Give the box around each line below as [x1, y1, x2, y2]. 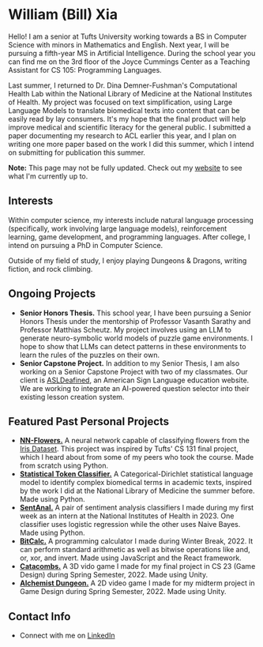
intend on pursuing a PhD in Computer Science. [8, 240, 163, 250]
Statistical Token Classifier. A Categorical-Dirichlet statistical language [19, 469, 254, 479]
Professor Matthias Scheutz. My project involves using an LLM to [19, 325, 231, 334]
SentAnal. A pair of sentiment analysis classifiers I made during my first [19, 503, 254, 513]
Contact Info [8, 610, 71, 623]
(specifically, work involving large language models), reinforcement [8, 224, 227, 233]
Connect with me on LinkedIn [19, 630, 115, 641]
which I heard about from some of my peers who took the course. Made [19, 453, 254, 462]
